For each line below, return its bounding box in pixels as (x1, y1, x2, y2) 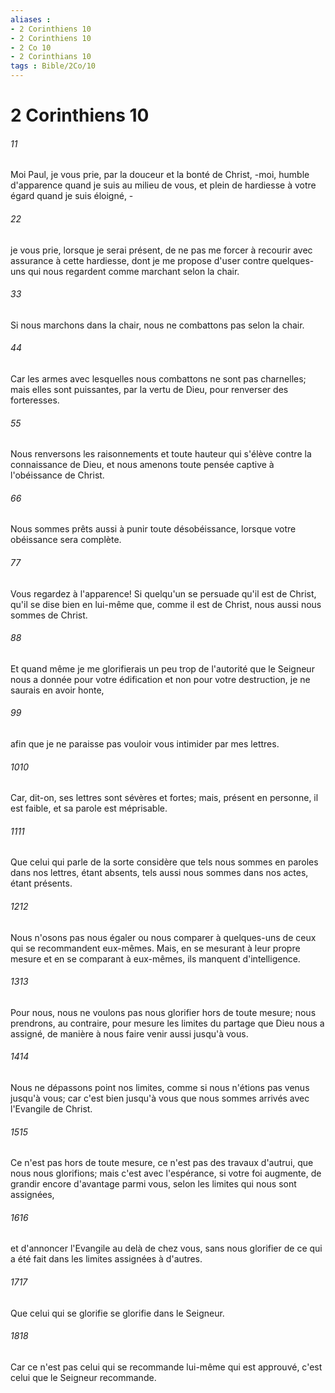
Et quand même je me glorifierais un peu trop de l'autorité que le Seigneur (10, 662, 315, 675)
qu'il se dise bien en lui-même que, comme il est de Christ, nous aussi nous (10, 598, 322, 610)
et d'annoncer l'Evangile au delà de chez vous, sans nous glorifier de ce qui (10, 1242, 323, 1255)
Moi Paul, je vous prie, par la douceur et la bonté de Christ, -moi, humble (10, 169, 310, 181)
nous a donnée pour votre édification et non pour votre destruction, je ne (10, 673, 311, 685)
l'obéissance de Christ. (10, 469, 105, 481)
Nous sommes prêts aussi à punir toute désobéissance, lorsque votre (10, 523, 297, 535)
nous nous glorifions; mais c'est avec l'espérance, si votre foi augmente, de (10, 1167, 322, 1180)
